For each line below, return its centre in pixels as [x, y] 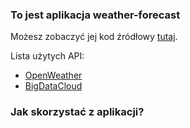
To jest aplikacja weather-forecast [95, 15]
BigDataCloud [53, 86]
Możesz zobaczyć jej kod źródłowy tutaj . [94, 37]
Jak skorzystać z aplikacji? [77, 112]
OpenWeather [53, 75]
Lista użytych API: [47, 56]
